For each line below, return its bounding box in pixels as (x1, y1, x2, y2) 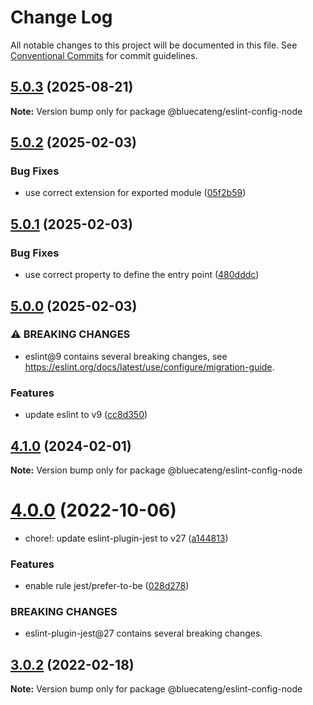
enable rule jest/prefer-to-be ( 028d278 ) (24, 580, 190, 592)
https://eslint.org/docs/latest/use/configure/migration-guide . (24, 361, 275, 373)
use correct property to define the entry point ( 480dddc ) (24, 269, 260, 281)
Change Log (10, 6, 113, 29)
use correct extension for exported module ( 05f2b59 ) (24, 187, 247, 199)
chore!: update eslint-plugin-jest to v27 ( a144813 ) (24, 532, 229, 544)
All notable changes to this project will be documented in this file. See (10, 39, 298, 51)
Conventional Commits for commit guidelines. (10, 49, 198, 61)
